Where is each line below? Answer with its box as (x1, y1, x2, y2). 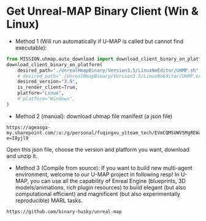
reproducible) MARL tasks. (15, 197, 83, 204)
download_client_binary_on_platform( (6, 61, 103, 68)
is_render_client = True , (17, 84, 78, 91)
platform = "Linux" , (17, 90, 64, 96)
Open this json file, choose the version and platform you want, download (6, 146, 190, 153)
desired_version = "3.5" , (17, 78, 78, 85)
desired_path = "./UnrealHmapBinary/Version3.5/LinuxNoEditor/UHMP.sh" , (17, 67, 202, 73)
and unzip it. (6, 152, 38, 160)
